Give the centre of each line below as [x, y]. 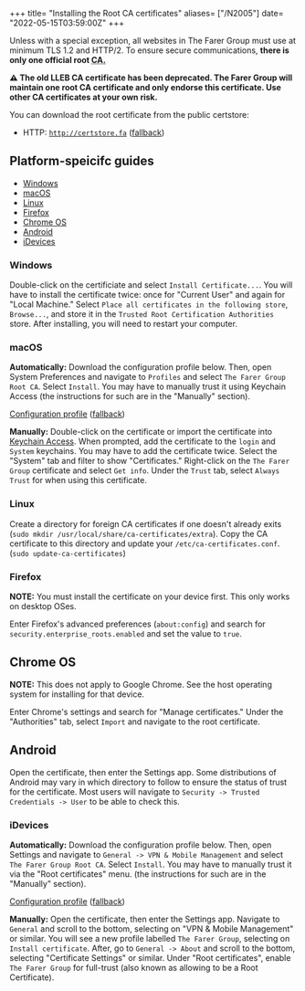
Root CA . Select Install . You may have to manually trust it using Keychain [147, 386]
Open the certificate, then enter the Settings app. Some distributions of [143, 772]
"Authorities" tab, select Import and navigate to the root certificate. [135, 722]
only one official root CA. [58, 60]
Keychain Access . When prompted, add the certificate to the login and [142, 441]
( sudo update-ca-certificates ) [68, 553]
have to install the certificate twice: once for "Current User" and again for [147, 295]
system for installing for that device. [77, 694]
